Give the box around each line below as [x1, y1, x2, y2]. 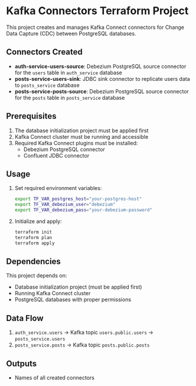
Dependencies [6, 257, 61, 267]
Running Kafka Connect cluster [14, 290, 91, 297]
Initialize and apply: [14, 218, 62, 225]
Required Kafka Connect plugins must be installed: [14, 139, 138, 146]
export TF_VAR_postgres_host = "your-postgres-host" [14, 196, 142, 202]
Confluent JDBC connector [23, 152, 90, 159]
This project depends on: [6, 272, 67, 279]
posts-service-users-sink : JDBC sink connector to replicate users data [14, 75, 190, 82]
